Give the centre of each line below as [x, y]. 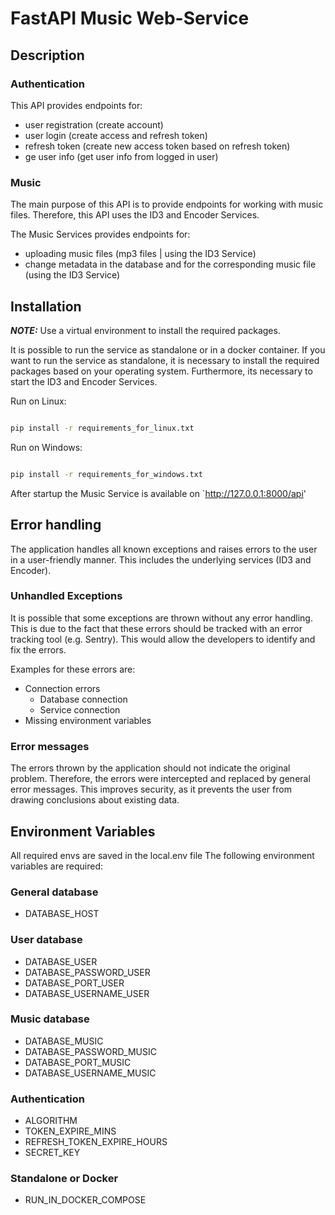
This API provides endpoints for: [76, 105]
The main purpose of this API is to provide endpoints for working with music [167, 204]
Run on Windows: [46, 447]
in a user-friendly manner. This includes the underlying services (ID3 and [161, 559]
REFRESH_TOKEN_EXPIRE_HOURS [96, 1142]
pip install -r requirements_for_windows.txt [106, 474]
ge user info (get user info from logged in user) [121, 156]
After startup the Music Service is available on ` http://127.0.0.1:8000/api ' [158, 493]
